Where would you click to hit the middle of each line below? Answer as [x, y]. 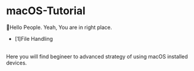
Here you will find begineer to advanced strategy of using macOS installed [97, 56]
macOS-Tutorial [46, 11]
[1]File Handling [34, 38]
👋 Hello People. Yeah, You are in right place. [59, 27]
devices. [17, 63]
